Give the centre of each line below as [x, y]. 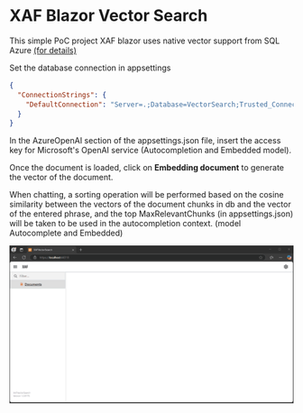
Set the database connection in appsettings [90, 68]
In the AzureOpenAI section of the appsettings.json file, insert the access [145, 141]
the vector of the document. [61, 178]
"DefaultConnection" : [66, 105]
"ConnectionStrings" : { [62, 95]
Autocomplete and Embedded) [66, 233]
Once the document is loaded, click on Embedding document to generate [147, 168]
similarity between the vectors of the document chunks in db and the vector [150, 205]
